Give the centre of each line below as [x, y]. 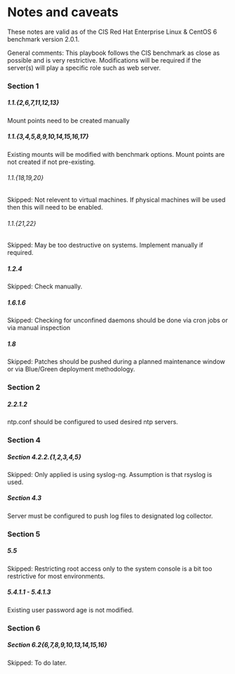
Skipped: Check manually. [45, 286]
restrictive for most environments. [56, 576]
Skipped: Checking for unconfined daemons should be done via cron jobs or [117, 320]
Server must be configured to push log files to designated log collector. [110, 516]
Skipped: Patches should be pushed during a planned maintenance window [116, 362]
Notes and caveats [63, 12]
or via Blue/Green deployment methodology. [71, 369]
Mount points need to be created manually [68, 120]
